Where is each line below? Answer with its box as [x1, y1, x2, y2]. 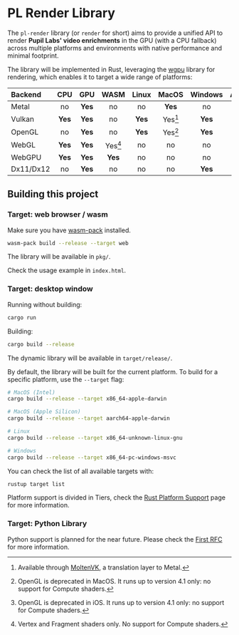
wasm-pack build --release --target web [7, 239, 129, 247]
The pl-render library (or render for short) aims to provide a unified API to [7, 29, 223, 37]
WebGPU [11, 152, 42, 162]
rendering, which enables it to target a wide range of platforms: [7, 73, 193, 81]
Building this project [7, 188, 99, 200]
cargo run [7, 314, 37, 321]
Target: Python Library [7, 519, 87, 529]
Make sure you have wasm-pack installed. [7, 226, 132, 234]
